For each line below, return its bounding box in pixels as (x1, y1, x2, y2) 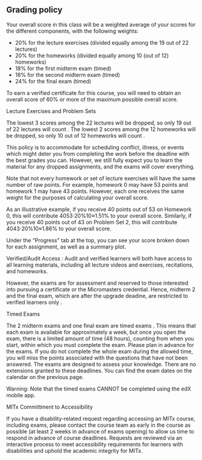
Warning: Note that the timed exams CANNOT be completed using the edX (6, 385, 192, 392)
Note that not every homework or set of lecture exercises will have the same (6, 175, 196, 182)
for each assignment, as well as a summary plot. (6, 243, 127, 250)
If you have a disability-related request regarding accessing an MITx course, (6, 415, 195, 422)
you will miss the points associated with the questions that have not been (6, 354, 188, 361)
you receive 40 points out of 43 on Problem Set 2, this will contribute (6, 218, 178, 225)
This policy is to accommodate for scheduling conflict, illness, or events (6, 143, 185, 151)
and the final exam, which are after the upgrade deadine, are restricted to (6, 292, 189, 299)
